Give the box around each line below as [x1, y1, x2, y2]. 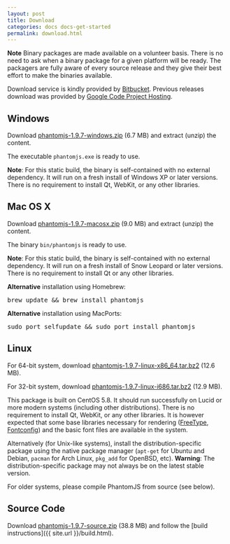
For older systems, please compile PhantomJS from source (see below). [7, 482, 215, 491]
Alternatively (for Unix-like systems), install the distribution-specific [7, 439, 202, 447]
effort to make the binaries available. [7, 71, 113, 80]
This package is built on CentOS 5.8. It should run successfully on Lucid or [7, 396, 222, 404]
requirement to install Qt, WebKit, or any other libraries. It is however [7, 410, 205, 419]
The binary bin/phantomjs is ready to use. [7, 240, 127, 249]
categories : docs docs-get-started [7, 23, 111, 30]
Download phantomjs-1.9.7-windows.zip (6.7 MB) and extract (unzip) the [7, 131, 217, 140]
